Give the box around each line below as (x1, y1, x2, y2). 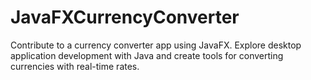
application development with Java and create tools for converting (10, 49, 284, 61)
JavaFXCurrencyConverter (10, 6, 240, 29)
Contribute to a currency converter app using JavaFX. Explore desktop (10, 39, 302, 51)
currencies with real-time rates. (10, 60, 140, 72)
